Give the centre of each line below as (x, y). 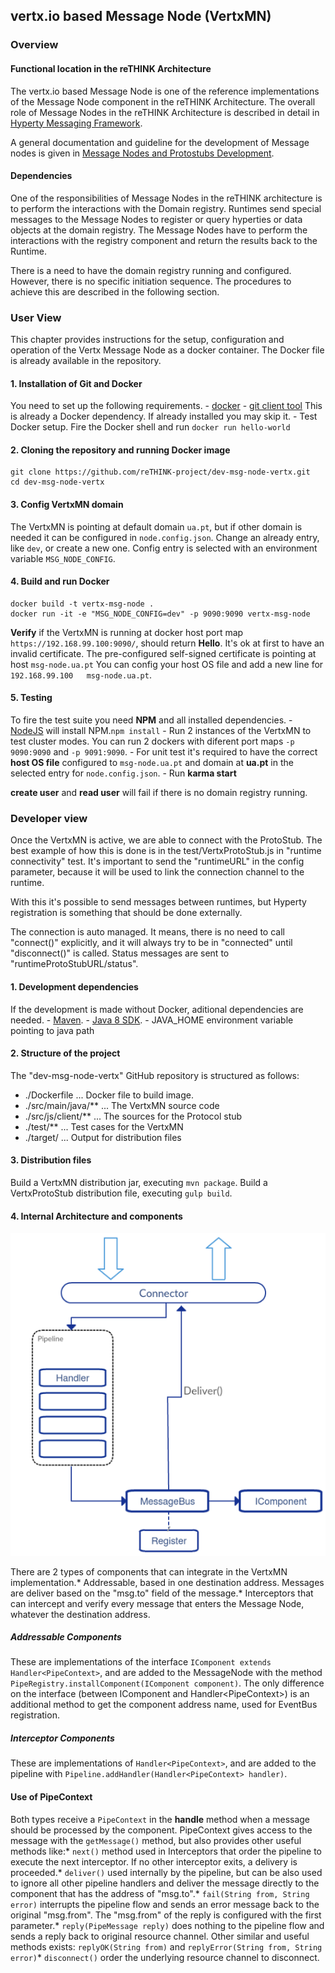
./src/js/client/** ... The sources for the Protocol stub (133, 1116)
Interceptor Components (62, 1738)
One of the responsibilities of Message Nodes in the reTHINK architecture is (166, 198)
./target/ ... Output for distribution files (103, 1137)
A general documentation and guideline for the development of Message (160, 142)
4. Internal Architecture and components (96, 1216)
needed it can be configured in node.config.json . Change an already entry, (165, 537)
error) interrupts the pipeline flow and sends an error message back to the (165, 1904)
